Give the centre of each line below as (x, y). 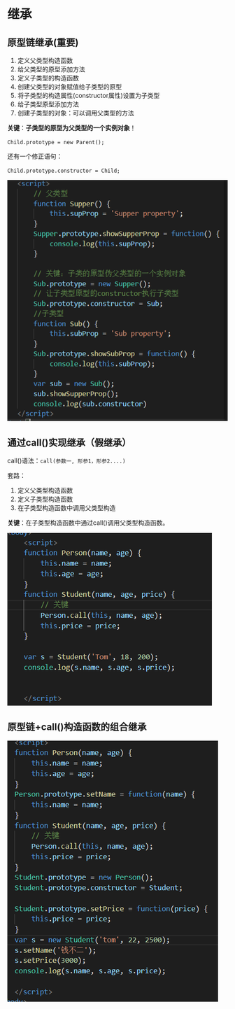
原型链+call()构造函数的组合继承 (77, 727)
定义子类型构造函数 (45, 499)
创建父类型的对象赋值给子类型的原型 (70, 87)
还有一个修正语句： (35, 156)
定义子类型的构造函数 (48, 78)
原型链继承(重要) (43, 42)
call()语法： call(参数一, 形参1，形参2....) (66, 461)
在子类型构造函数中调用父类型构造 (66, 508)
